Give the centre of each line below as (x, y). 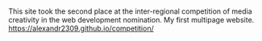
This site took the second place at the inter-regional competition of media (130, 11)
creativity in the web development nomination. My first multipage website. (131, 20)
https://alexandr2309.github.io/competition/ (81, 29)
